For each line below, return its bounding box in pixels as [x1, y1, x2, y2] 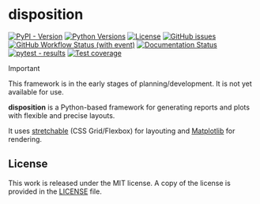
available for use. [8, 87, 65, 96]
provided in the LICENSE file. [8, 187, 103, 196]
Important [8, 63, 40, 72]
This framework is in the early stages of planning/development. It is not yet [8, 79, 253, 88]
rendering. [8, 134, 42, 143]
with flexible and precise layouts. [8, 110, 115, 120]
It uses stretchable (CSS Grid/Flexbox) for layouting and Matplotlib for [8, 126, 236, 135]
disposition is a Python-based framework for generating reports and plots [8, 102, 251, 112]
